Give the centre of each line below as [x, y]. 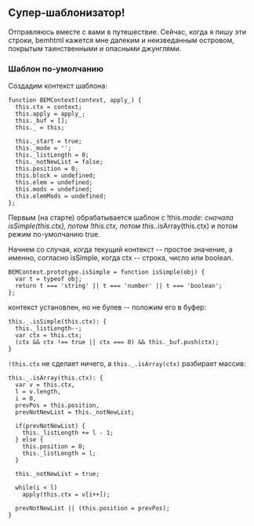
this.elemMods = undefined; [61, 196]
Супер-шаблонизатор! [67, 13]
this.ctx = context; [49, 107]
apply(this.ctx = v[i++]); [66, 495]
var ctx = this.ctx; [49, 336]
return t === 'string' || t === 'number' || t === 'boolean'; [119, 286]
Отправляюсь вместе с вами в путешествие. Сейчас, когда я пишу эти [127, 31]
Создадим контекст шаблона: [58, 86]
